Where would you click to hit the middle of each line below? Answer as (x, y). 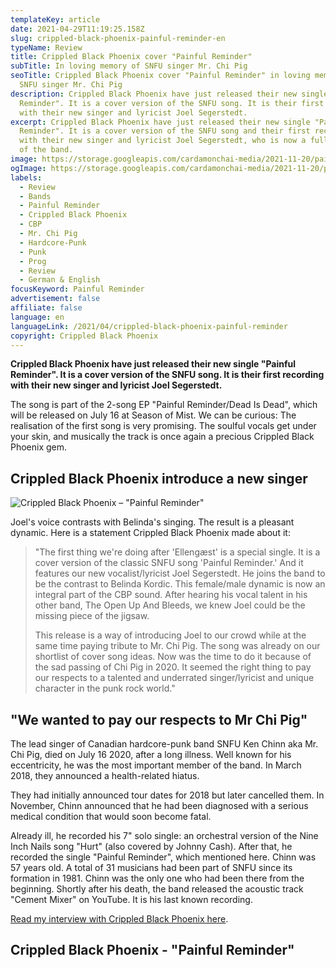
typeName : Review (46, 47)
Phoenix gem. (39, 447)
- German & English (60, 280)
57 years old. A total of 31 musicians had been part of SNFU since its (151, 867)
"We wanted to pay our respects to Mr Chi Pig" (159, 719)
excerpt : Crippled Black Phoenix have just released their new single (160, 122)
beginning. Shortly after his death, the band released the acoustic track (157, 889)
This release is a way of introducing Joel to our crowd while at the (170, 635)
